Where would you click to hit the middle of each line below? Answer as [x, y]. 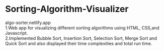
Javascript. [17, 33]
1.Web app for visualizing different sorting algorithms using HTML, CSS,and [82, 27]
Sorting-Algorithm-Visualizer [67, 9]
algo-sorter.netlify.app [28, 23]
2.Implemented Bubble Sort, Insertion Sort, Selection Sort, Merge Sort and [81, 38]
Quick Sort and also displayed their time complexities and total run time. [79, 43]
